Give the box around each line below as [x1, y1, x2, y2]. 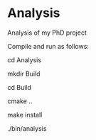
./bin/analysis [7, 124, 47, 132]
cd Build [7, 83, 32, 91]
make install [7, 110, 43, 119]
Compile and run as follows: [7, 42, 89, 50]
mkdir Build [7, 69, 41, 78]
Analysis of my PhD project [7, 28, 87, 37]
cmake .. [7, 97, 33, 105]
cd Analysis [7, 55, 41, 64]
